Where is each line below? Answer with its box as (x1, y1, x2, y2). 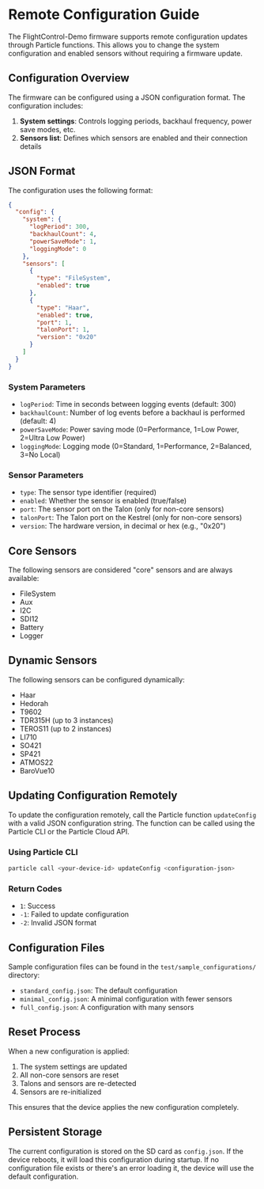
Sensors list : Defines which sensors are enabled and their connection (19, 133, 247, 142)
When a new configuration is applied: (8, 1047, 130, 1056)
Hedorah (19, 698, 49, 708)
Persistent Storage (8, 1126, 103, 1139)
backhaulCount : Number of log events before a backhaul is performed (19, 408, 245, 417)
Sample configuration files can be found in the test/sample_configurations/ (8, 962, 257, 971)
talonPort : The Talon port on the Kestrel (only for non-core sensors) (19, 513, 243, 522)
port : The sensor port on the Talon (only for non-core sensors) (19, 504, 224, 514)
